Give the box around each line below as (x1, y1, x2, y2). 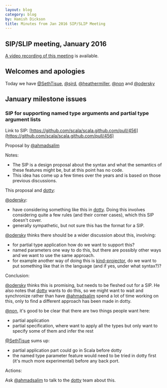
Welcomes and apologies (5, 67, 85, 76)
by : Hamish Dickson (5, 16, 46, 21)
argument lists (5, 116, 41, 123)
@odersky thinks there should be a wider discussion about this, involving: (5, 232, 156, 238)
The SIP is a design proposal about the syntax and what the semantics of (12, 161, 162, 167)
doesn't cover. (12, 217, 42, 223)
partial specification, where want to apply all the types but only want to (12, 322, 158, 329)
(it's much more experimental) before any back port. (12, 358, 120, 364)
